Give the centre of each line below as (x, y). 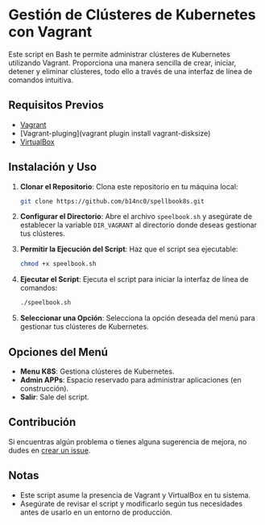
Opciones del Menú (58, 352)
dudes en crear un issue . (50, 450)
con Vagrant (50, 32)
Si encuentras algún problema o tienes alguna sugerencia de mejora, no (128, 441)
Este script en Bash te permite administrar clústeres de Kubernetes (120, 54)
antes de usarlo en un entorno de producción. (96, 512)
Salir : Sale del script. (55, 397)
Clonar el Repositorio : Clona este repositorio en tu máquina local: (129, 186)
